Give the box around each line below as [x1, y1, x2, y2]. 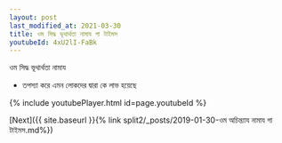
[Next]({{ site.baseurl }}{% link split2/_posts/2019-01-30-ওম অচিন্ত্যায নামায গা [9, 115, 273, 125]
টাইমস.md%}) [9, 125, 53, 136]
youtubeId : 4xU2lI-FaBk [9, 37, 98, 47]
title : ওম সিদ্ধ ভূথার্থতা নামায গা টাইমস [9, 29, 118, 38]
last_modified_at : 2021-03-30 [9, 21, 122, 30]
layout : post [9, 12, 58, 22]
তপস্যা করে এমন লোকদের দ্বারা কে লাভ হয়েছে [21, 80, 137, 91]
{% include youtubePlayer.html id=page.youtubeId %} [9, 98, 207, 108]
